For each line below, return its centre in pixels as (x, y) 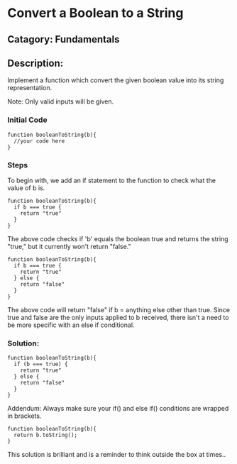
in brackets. (24, 416)
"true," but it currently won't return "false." (69, 246)
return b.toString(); (46, 435)
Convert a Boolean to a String (95, 13)
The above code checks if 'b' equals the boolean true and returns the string (118, 238)
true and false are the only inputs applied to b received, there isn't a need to (118, 317)
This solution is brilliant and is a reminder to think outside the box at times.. (117, 455)
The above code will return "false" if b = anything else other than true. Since (119, 309)
